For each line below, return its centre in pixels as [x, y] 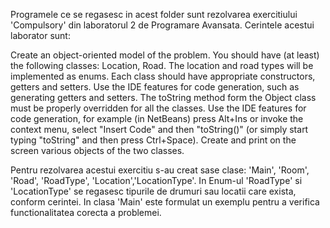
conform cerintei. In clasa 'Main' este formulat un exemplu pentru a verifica [165, 202]
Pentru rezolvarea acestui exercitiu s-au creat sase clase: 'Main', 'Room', [160, 170]
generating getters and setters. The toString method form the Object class [163, 97]
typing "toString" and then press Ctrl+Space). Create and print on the [153, 140]
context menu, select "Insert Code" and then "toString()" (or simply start [159, 129]
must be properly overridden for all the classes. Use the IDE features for [158, 108]
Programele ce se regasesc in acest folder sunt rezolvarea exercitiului [154, 14]
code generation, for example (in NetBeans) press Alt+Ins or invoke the [157, 118]
